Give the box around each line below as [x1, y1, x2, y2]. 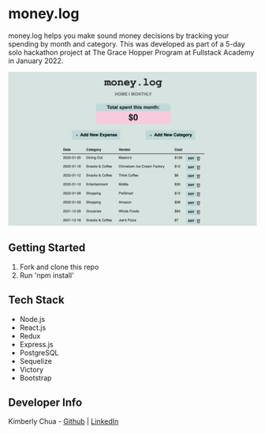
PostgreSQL [19, 348, 59, 357]
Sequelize [19, 356, 53, 365]
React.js [19, 323, 47, 332]
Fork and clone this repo [19, 262, 99, 271]
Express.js [19, 339, 54, 349]
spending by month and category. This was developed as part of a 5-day [8, 39, 245, 48]
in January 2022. [8, 56, 64, 65]
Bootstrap [19, 372, 52, 383]
